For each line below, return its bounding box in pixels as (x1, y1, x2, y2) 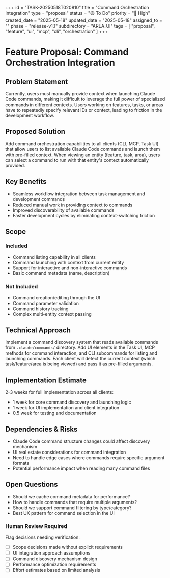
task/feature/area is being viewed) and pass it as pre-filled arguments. (5, 361, 153, 367)
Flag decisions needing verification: (5, 534, 80, 540)
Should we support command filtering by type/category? (12, 505, 132, 511)
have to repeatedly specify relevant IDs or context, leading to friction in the (5, 107, 162, 113)
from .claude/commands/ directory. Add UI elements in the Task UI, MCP (5, 344, 155, 351)
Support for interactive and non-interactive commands (12, 265, 127, 271)
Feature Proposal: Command (5, 46, 129, 58)
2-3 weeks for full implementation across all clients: (5, 389, 114, 395)
